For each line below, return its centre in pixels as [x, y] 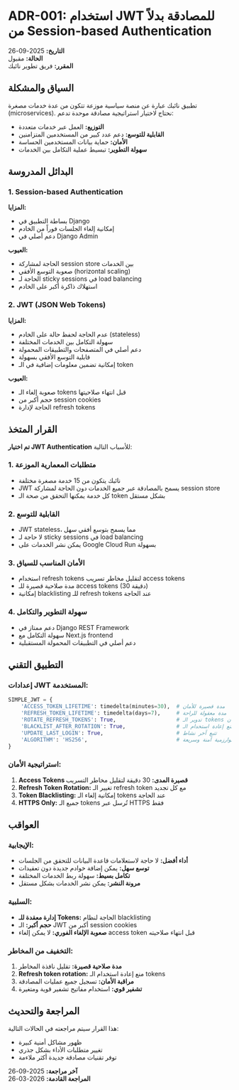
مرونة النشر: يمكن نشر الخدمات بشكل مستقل [79, 883]
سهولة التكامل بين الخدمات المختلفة [66, 341]
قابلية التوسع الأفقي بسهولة [54, 357]
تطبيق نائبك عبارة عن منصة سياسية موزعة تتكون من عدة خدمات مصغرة [103, 105]
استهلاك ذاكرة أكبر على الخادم [58, 287]
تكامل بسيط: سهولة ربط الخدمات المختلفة [74, 876]
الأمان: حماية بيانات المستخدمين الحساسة [73, 141]
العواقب [24, 825]
